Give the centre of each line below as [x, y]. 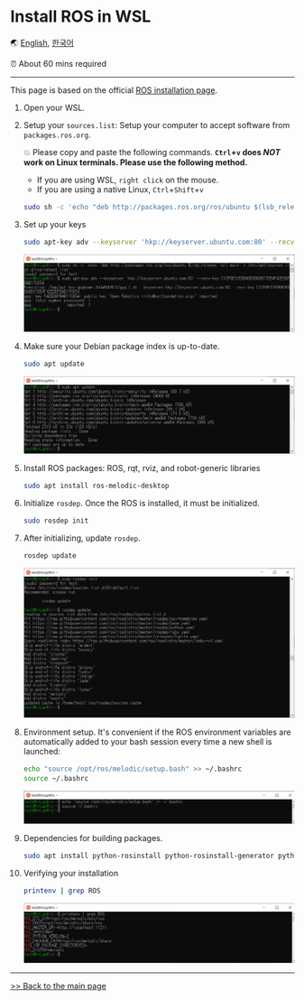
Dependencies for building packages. [93, 838]
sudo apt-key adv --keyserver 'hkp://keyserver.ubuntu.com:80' [145, 242]
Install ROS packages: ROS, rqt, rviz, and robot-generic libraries [142, 468]
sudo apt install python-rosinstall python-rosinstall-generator [148, 856]
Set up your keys [55, 224]
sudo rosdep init [56, 521]
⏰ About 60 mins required [59, 63]
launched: [42, 751]
